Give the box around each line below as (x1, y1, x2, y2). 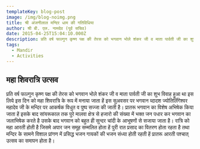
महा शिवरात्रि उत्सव (6, 75, 58, 85)
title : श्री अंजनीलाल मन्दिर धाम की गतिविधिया (6, 20, 94, 26)
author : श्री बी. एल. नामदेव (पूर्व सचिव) (6, 25, 87, 31)
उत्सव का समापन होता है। (6, 137, 55, 144)
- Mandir (11, 47, 33, 53)
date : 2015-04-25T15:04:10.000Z (6, 31, 86, 37)
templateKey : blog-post (6, 8, 65, 15)
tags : (6, 42, 20, 48)
